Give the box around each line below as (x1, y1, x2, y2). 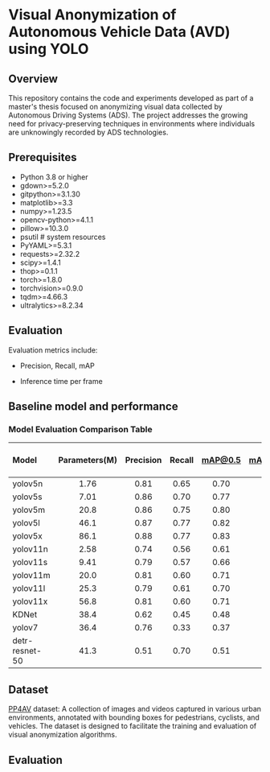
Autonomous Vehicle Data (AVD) (8, 23, 231, 41)
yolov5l (12, 518, 40, 529)
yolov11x (12, 596, 48, 607)
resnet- (12, 646, 42, 657)
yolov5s (12, 491, 43, 502)
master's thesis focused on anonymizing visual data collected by (8, 102, 223, 111)
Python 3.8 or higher (19, 171, 88, 182)
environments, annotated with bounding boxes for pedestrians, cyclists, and (8, 712, 260, 722)
